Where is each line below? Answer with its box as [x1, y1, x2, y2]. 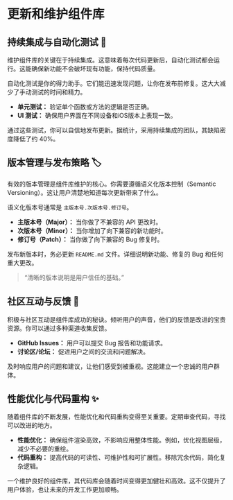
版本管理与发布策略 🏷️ [7, 157, 102, 169]
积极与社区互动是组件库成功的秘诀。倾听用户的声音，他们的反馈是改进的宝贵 [7, 315, 226, 323]
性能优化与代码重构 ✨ [7, 393, 99, 405]
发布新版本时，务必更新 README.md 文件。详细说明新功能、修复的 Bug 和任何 [7, 250, 224, 258]
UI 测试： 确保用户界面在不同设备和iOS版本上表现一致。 [17, 112, 177, 119]
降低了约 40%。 [12, 135, 60, 143]
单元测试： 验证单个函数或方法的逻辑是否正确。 [17, 103, 153, 111]
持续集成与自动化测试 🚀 [7, 36, 107, 48]
